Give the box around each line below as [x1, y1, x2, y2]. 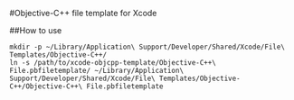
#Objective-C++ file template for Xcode [9, 8, 157, 18]
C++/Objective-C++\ [9, 82, 83, 91]
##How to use [9, 25, 62, 35]
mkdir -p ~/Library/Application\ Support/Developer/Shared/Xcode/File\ [9, 42, 285, 51]
